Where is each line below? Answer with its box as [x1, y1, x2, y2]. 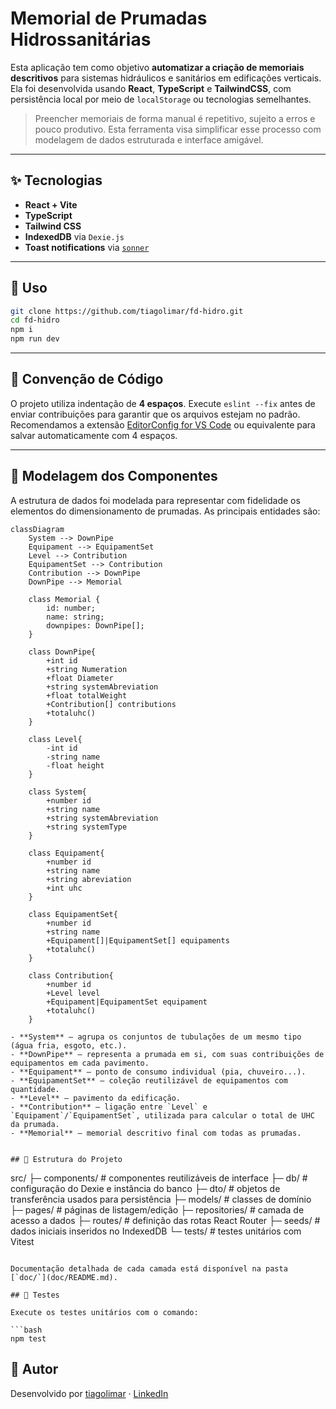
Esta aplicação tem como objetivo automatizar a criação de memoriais [10, 61, 305, 73]
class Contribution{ [28, 970, 114, 981]
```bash [10, 1325, 43, 1335]
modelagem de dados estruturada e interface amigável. [34, 133, 264, 146]
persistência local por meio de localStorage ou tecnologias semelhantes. [10, 93, 312, 105]
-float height [46, 760, 105, 771]
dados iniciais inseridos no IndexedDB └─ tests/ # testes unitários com [10, 1225, 302, 1237]
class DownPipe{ [28, 647, 97, 657]
